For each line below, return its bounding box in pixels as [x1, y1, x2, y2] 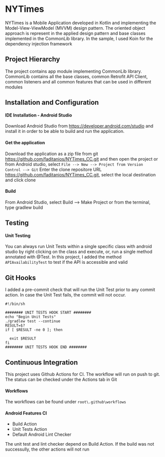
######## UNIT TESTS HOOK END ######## [5, 345, 87, 350]
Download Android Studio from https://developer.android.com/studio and [5, 123, 154, 129]
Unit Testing [5, 232, 31, 238]
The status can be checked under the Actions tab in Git [5, 376, 117, 382]
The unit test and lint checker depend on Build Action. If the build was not [5, 441, 154, 447]
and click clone [5, 177, 36, 183]
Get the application [5, 139, 45, 145]
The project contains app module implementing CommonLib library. [5, 68, 142, 74]
